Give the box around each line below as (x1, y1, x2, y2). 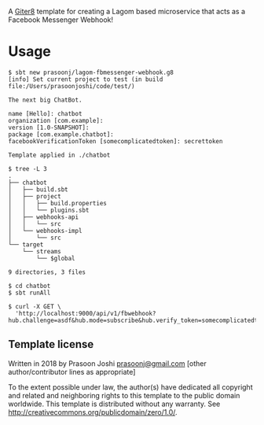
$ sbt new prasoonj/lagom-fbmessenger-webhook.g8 (8, 68, 174, 76)
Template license (8, 338, 94, 351)
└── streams (22, 247, 61, 255)
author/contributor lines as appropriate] (8, 367, 136, 376)
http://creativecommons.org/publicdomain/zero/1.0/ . (8, 407, 178, 416)
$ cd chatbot (8, 282, 51, 290)
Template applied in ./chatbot (8, 151, 111, 159)
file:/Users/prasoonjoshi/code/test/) (8, 82, 135, 90)
